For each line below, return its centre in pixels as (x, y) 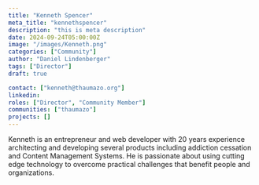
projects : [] (30, 117)
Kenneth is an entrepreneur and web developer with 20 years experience (127, 139)
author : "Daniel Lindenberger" (59, 60)
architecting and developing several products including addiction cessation (130, 147)
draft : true (28, 74)
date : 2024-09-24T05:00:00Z (54, 37)
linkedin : (24, 95)
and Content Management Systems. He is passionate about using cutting (127, 156)
